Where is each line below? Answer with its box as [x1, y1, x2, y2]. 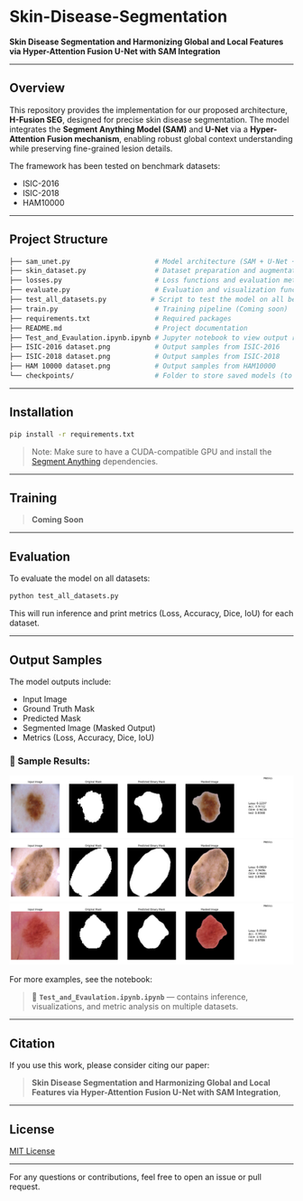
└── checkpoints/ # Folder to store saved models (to [9, 371, 293, 380]
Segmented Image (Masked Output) [22, 722, 156, 733]
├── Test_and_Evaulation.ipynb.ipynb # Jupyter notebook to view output [9, 333, 289, 342]
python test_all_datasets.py [9, 592, 119, 601]
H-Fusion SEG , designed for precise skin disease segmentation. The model [9, 114, 289, 125]
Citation [9, 1036, 56, 1051]
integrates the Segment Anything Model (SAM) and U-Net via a [9, 124, 248, 135]
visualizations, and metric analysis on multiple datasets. [31, 1001, 239, 1012]
